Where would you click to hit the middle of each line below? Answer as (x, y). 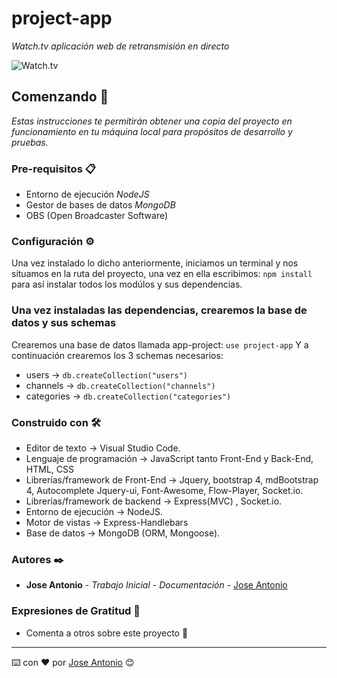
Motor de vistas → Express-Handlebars (107, 522)
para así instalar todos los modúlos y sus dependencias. (127, 284)
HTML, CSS (49, 469)
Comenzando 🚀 (60, 97)
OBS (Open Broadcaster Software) (97, 216)
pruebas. (30, 142)
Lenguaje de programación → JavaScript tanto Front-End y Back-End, (169, 458)
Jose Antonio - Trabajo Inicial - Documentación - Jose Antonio (156, 585)
